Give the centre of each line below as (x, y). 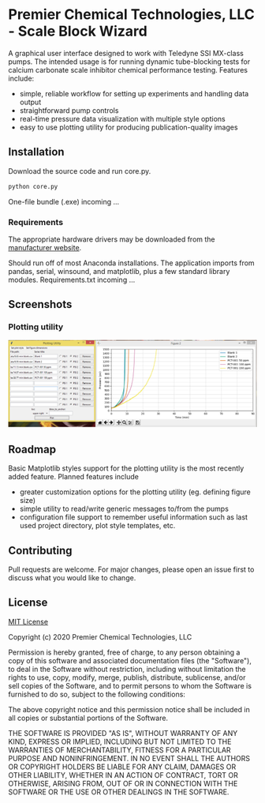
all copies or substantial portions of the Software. (88, 718)
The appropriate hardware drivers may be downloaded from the (112, 239)
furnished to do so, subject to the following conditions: (97, 694)
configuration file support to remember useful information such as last (134, 517)
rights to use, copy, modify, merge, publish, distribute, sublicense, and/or (127, 677)
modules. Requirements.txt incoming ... (72, 280)
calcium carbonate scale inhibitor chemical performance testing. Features (128, 69)
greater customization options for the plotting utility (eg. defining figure (135, 492)
